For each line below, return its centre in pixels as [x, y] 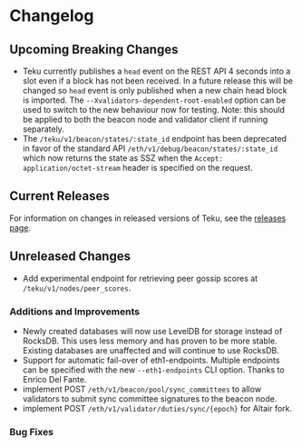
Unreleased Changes [70, 257]
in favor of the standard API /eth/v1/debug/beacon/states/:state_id [150, 148]
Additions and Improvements [75, 312]
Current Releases [60, 196]
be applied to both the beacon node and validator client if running [145, 119]
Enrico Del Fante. [54, 379]
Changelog [52, 16]
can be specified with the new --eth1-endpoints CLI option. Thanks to [153, 370]
